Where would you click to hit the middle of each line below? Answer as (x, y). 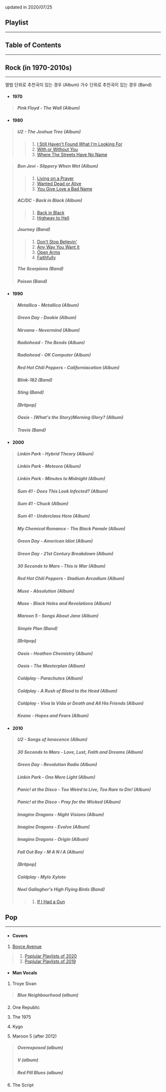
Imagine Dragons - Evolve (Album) (53, 827)
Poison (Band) (32, 281)
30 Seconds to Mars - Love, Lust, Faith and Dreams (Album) (80, 752)
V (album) (28, 1060)
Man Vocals (25, 973)
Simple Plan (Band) (37, 628)
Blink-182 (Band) (35, 380)
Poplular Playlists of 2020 (51, 956)
